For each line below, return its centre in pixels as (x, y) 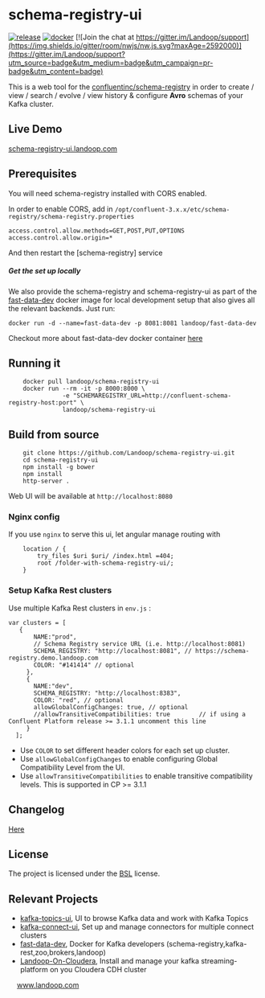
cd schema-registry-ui (61, 460)
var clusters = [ (37, 622)
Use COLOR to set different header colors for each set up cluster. (125, 750)
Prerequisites (43, 174)
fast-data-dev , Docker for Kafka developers (92, 944)
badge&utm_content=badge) (56, 71)
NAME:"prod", (55, 637)
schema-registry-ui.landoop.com (63, 148)
